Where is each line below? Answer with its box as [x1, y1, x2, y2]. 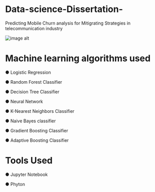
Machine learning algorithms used [5, 53, 151, 64]
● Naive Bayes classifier [5, 118, 56, 124]
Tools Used [5, 155, 53, 166]
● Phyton [5, 181, 25, 187]
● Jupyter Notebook [5, 171, 48, 177]
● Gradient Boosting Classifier [5, 127, 68, 133]
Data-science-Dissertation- [5, 4, 123, 15]
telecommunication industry [5, 25, 63, 31]
